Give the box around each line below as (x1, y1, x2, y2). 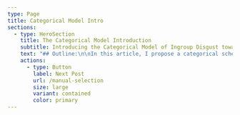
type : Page (7, 10, 40, 18)
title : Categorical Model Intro (7, 17, 104, 24)
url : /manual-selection (33, 76, 104, 84)
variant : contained (33, 90, 91, 97)
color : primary (33, 97, 79, 104)
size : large (33, 84, 69, 91)
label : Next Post (33, 70, 84, 77)
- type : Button (26, 64, 72, 71)
